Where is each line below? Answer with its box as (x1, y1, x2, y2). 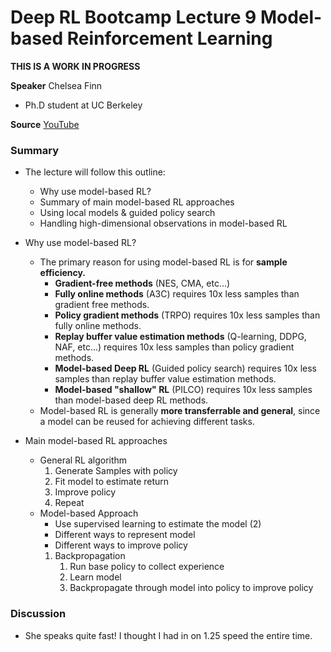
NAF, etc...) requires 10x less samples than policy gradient (54, 341, 295, 353)
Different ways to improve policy (54, 539, 188, 551)
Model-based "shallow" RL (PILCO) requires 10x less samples (54, 384, 313, 396)
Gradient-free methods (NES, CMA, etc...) (54, 277, 231, 290)
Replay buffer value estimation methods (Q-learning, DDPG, (54, 331, 307, 343)
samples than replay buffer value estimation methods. (54, 373, 277, 385)
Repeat (54, 497, 85, 509)
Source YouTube (10, 118, 80, 130)
